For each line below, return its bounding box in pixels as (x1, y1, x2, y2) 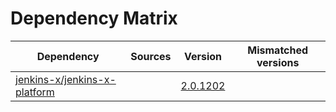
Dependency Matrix (10, 7, 178, 30)
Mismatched (247, 43, 309, 57)
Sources (130, 49, 172, 63)
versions (256, 55, 300, 69)
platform (15, 85, 55, 99)
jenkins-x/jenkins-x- (15, 72, 117, 86)
